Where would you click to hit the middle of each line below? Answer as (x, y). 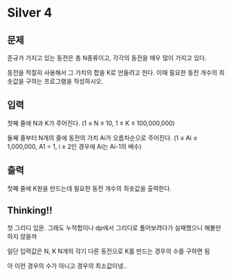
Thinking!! (30, 211)
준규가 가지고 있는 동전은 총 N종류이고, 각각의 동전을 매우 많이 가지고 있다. (107, 58)
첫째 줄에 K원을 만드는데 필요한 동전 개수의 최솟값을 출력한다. (89, 188)
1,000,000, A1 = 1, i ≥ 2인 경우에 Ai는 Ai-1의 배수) (74, 146)
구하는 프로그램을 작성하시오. (64, 81)
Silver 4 (30, 13)
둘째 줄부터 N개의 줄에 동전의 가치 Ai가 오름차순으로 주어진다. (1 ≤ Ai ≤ (102, 138)
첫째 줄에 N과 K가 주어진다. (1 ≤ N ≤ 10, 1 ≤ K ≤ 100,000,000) (91, 123)
